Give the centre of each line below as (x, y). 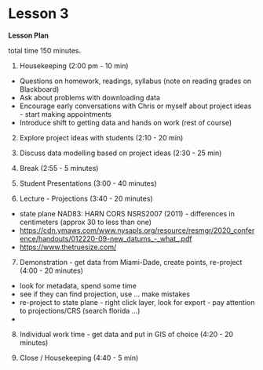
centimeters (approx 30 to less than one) (85, 222)
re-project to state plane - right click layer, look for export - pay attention (137, 302)
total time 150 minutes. (45, 50)
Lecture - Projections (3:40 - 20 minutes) (86, 198)
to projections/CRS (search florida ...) (80, 310)
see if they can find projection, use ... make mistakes (105, 294)
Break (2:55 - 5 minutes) (59, 168)
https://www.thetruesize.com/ (68, 247)
